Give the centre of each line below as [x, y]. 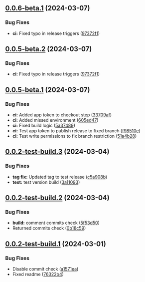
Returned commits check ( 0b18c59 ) [49, 228]
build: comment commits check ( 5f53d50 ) [56, 223]
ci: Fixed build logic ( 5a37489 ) [44, 126]
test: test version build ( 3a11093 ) [46, 182]
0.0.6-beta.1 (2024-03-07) [48, 8]
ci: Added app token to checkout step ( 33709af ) [62, 115]
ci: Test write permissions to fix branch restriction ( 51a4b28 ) [74, 136]
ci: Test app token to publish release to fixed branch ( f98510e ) [76, 131]
